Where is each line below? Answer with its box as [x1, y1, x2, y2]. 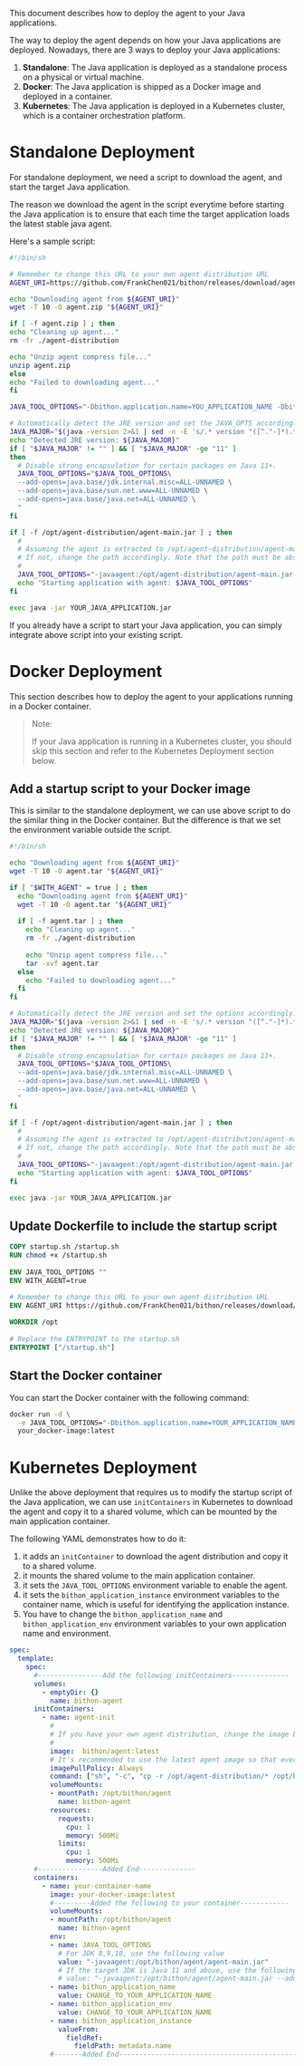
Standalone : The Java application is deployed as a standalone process [22, 63, 288, 72]
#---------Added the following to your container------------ [49, 1898, 290, 1907]
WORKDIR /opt [9, 1318, 59, 1327]
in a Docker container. [9, 700, 92, 711]
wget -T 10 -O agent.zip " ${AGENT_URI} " [9, 303, 165, 312]
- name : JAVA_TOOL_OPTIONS [49, 1940, 152, 1949]
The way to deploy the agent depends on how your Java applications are [9, 35, 281, 45]
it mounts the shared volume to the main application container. [22, 1570, 256, 1581]
